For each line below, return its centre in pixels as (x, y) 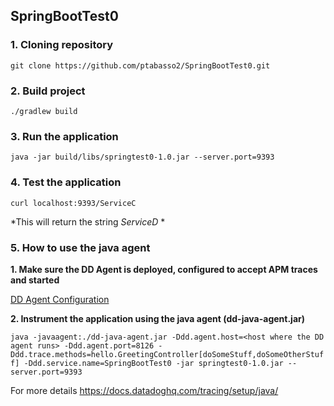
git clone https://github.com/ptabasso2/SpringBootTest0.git (140, 65)
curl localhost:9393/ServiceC (73, 203)
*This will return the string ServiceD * (88, 221)
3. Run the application (64, 136)
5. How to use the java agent (80, 247)
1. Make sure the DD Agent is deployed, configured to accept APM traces (164, 269)
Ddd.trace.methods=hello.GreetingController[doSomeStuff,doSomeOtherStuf (167, 354)
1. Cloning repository (62, 45)
